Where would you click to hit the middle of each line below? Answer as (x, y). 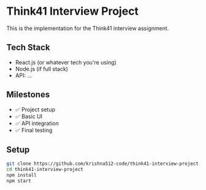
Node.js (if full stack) (42, 69)
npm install (21, 175)
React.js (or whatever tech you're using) (66, 62)
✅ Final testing (34, 130)
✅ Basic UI (29, 116)
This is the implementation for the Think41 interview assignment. (88, 28)
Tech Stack (28, 47)
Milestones (28, 95)
